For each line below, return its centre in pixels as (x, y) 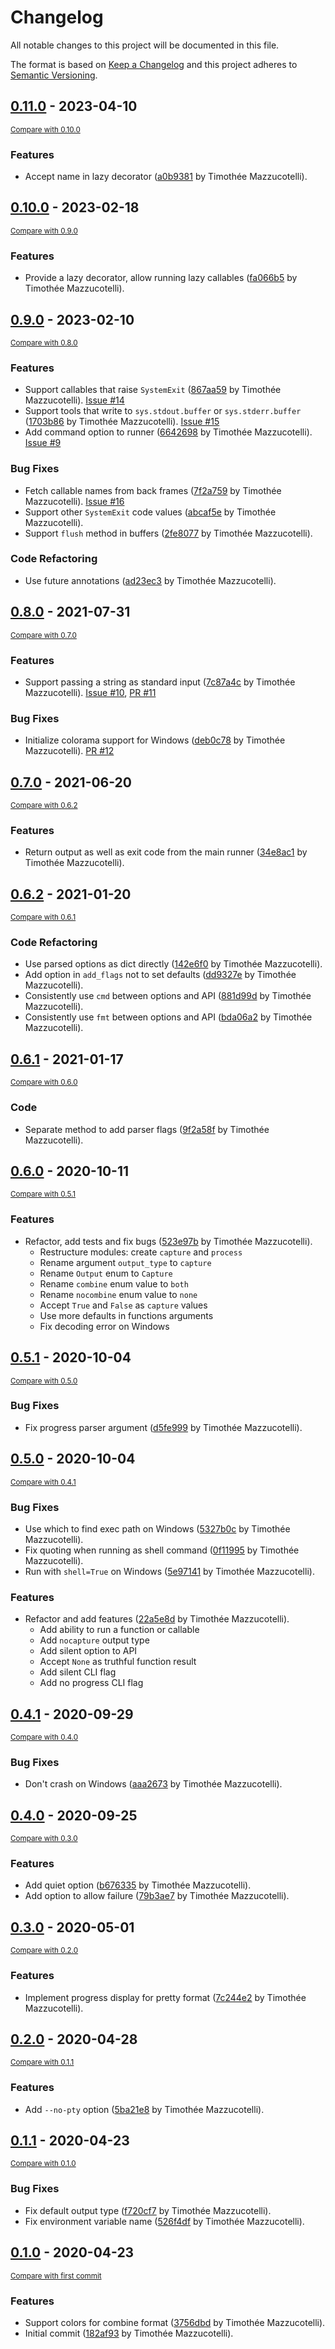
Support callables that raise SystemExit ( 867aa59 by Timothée (153, 390)
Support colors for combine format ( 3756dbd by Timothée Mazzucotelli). (175, 2322)
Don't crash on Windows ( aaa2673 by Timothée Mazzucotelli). (153, 1784)
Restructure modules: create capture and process (141, 1252)
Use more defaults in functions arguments (126, 1315)
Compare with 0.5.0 (44, 1381)
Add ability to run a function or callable (119, 1630)
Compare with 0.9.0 (44, 231)
